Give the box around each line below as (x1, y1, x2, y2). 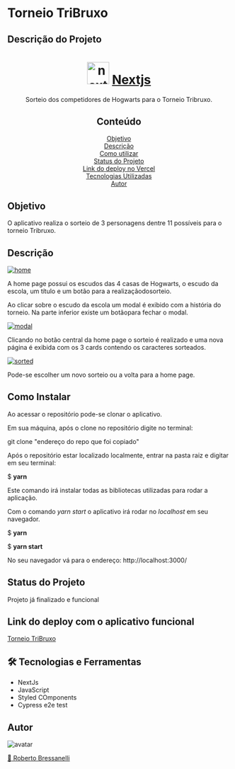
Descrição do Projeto (7, 33, 102, 45)
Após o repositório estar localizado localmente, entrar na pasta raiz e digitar (7, 451, 229, 460)
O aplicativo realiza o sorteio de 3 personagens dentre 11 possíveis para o (7, 219, 222, 227)
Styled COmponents (17, 693, 77, 702)
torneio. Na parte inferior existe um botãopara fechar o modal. (7, 308, 189, 317)
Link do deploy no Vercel (82, 164, 156, 173)
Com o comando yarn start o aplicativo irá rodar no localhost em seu (7, 507, 209, 515)
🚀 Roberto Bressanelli (7, 754, 70, 763)
